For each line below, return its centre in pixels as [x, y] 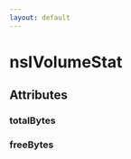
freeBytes [32, 145]
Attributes [38, 95]
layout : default [40, 18]
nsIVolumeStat [66, 62]
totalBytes [33, 120]
